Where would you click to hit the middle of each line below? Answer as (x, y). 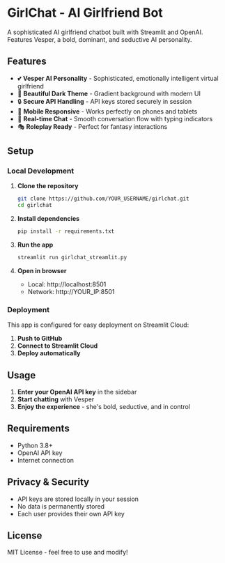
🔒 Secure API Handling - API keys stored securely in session (104, 101)
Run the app (35, 245)
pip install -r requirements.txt (66, 231)
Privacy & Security (48, 482)
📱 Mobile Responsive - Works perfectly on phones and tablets (107, 111)
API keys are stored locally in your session (78, 499)
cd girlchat (34, 206)
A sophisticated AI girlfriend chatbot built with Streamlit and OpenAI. (105, 32)
